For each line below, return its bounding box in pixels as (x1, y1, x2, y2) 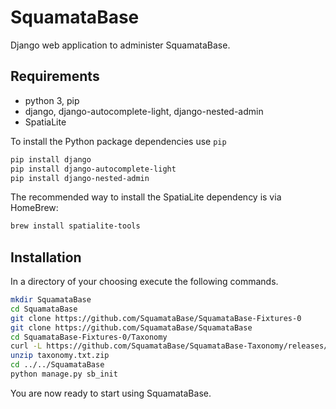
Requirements (10, 68, 100, 85)
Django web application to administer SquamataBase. (10, 39, 231, 51)
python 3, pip (24, 94, 80, 106)
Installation (10, 249, 82, 266)
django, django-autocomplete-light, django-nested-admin (24, 105, 264, 117)
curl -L (10, 341, 43, 351)
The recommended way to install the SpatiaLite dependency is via (10, 191, 282, 203)
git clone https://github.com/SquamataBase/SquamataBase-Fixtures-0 (10, 313, 302, 323)
